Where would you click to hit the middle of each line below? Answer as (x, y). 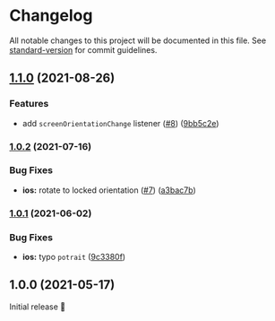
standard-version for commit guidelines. (83, 49)
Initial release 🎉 (38, 307)
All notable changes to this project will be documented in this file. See (138, 40)
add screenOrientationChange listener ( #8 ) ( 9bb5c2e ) (120, 123)
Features (29, 104)
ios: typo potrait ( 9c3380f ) (74, 257)
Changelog (51, 16)
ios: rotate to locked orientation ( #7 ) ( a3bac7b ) (109, 190)
